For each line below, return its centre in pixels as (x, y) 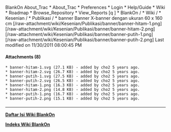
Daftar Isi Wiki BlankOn (30, 114)
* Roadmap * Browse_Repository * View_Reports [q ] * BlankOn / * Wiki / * (83, 13)
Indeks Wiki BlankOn (28, 124)
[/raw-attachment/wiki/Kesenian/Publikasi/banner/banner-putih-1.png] (79, 34)
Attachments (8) (23, 57)
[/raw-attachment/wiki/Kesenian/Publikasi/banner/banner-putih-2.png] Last (85, 40)
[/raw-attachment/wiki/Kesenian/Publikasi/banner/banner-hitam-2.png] (80, 29)
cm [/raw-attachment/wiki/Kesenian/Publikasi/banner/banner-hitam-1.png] (83, 23)
